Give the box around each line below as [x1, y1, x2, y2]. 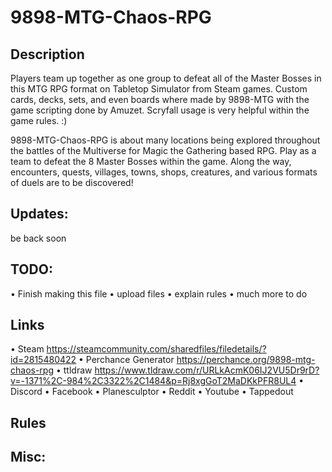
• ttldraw [55, 364, 93, 376]
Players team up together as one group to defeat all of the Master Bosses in [10, 72, 322, 84]
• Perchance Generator [78, 354, 175, 366]
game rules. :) [10, 115, 68, 126]
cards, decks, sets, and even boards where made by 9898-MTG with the [10, 94, 310, 105]
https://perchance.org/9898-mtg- [176, 354, 316, 366]
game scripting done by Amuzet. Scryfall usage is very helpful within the [10, 104, 310, 116]
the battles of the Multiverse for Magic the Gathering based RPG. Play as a [10, 145, 317, 156]
